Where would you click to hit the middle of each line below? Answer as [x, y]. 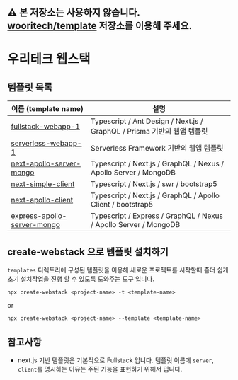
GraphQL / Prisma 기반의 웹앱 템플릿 [149, 132]
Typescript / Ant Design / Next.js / [147, 121]
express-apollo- [39, 216]
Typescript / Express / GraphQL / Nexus [157, 216]
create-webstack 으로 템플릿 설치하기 [88, 252]
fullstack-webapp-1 [45, 127]
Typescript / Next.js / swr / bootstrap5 [154, 184]
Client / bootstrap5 [122, 205]
